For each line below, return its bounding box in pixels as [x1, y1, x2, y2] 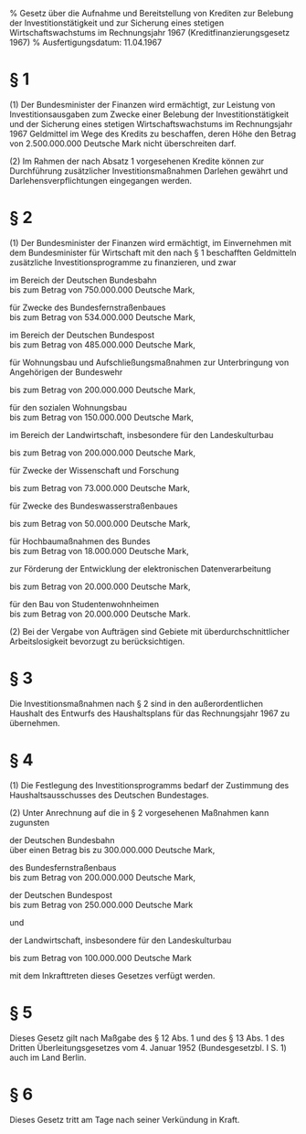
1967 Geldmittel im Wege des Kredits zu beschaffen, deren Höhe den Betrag [9, 128, 297, 139]
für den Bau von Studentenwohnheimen [9, 598, 160, 609]
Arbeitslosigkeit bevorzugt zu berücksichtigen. [9, 636, 185, 647]
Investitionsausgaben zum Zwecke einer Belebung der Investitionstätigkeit [9, 109, 290, 120]
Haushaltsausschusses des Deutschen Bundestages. [9, 789, 209, 800]
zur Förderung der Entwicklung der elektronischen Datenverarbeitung [9, 562, 271, 574]
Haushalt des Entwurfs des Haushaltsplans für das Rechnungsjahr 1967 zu [9, 708, 290, 719]
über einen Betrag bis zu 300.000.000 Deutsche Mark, [9, 844, 216, 855]
